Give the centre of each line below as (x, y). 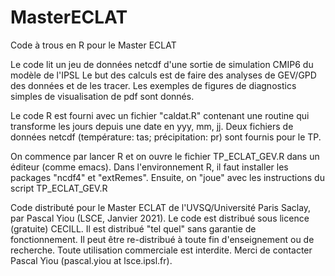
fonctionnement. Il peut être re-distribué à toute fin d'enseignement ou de (162, 239)
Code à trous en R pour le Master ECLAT (93, 45)
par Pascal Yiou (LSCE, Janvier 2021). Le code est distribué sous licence (160, 218)
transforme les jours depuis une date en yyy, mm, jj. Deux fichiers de (152, 126)
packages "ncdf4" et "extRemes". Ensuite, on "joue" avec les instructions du (167, 177)
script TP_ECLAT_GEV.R (59, 188)
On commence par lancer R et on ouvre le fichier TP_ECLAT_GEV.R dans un (165, 156)
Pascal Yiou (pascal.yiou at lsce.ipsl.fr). (91, 260)
